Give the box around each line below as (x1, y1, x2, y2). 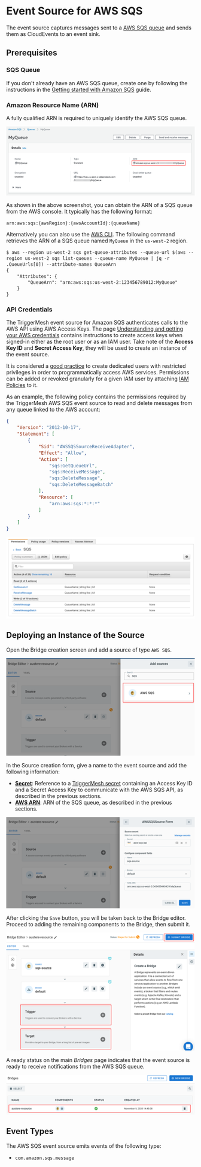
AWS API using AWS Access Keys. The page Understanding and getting (6, 325, 184, 332)
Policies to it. (6, 382, 38, 389)
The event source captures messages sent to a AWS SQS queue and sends (6, 24, 192, 31)
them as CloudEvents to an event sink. (6, 30, 100, 37)
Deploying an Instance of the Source (6, 630, 145, 640)
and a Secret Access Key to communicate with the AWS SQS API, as (14, 786, 184, 793)
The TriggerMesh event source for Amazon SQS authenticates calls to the (6, 319, 188, 326)
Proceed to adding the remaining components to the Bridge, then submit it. (6, 921, 191, 928)
